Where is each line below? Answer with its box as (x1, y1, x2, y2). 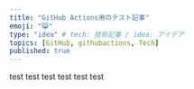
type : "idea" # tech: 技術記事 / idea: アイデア (9, 30, 185, 39)
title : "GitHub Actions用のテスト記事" (9, 13, 150, 22)
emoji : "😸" (9, 22, 53, 31)
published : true (9, 47, 70, 56)
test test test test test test (9, 71, 105, 82)
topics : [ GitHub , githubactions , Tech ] (9, 38, 160, 48)
